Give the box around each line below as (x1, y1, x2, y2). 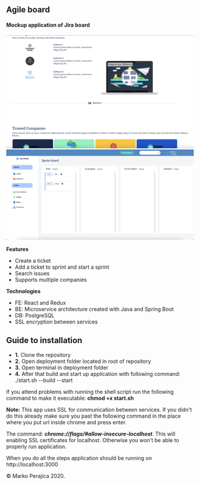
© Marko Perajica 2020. (6, 472, 65, 479)
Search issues (14, 269, 50, 276)
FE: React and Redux (14, 299, 67, 306)
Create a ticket (14, 257, 51, 264)
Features (6, 245, 29, 253)
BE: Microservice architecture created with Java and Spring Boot (14, 305, 174, 312)
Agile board (6, 5, 51, 15)
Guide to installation (6, 335, 83, 346)
